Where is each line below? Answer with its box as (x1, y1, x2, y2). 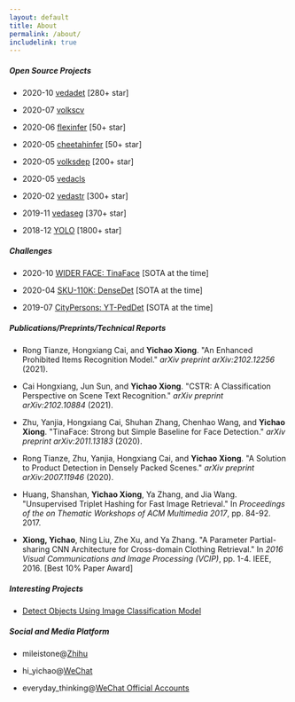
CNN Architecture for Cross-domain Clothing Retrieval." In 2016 (51, 544, 283, 555)
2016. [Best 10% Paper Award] (21, 563, 134, 573)
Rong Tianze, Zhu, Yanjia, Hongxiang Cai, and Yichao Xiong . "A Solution (21, 454, 286, 464)
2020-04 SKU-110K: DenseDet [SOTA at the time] (21, 285, 204, 296)
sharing (21, 544, 50, 555)
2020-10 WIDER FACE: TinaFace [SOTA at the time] (21, 268, 210, 279)
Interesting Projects (9, 583, 84, 594)
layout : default (9, 12, 69, 22)
